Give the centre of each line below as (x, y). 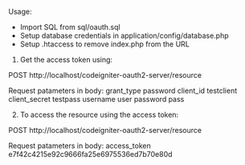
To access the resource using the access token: (99, 115)
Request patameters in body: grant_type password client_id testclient (123, 91)
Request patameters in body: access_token (80, 146)
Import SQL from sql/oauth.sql (70, 27)
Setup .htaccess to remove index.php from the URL (105, 44)
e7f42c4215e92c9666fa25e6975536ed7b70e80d (90, 154)
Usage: (20, 12)
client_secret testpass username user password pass (96, 99)
